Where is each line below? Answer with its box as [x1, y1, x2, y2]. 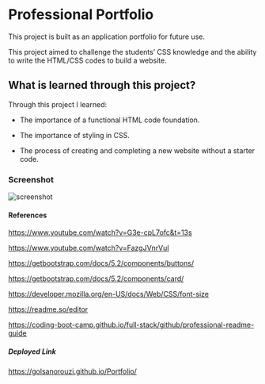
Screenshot [8, 174, 54, 185]
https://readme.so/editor [8, 305, 89, 314]
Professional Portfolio [8, 6, 154, 24]
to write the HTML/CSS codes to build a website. [8, 56, 168, 65]
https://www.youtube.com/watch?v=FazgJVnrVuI [8, 244, 170, 253]
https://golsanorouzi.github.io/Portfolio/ [8, 367, 137, 376]
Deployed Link [8, 347, 57, 356]
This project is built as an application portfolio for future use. [8, 32, 206, 41]
